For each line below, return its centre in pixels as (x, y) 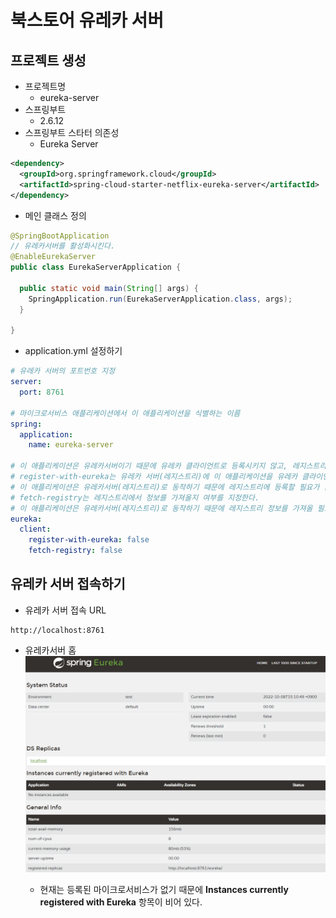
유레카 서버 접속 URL (65, 610)
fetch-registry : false (75, 551)
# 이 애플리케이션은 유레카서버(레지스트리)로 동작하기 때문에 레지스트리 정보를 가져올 (161, 508)
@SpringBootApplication (60, 236)
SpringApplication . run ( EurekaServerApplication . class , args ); (160, 299)
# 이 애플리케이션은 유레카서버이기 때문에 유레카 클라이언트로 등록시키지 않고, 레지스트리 (168, 466)
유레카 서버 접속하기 (68, 584)
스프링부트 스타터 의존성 (72, 132)
